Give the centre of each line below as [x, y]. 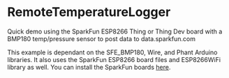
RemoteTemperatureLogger [89, 12]
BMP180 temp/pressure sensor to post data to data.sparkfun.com [101, 38]
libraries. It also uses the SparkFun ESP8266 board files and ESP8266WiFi [114, 59]
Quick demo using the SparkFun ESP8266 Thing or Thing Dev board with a [115, 31]
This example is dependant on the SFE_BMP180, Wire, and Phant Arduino [112, 52]
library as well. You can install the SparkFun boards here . [89, 67]
